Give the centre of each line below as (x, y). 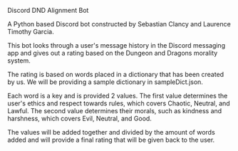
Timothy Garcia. (31, 32)
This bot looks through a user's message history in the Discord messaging (117, 45)
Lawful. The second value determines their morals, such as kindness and (115, 111)
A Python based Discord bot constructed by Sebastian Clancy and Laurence (119, 24)
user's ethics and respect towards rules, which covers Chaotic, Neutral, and (119, 103)
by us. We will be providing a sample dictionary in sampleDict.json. (105, 82)
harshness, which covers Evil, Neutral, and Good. (79, 118)
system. (19, 61)
